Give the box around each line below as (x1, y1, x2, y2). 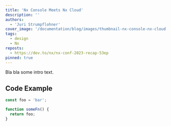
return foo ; (10, 111, 36, 117)
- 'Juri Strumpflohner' (10, 22, 60, 27)
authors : (5, 17, 24, 22)
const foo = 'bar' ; (5, 98, 47, 103)
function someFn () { (5, 107, 50, 112)
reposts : (5, 46, 24, 51)
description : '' (5, 12, 40, 17)
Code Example (5, 84, 53, 93)
